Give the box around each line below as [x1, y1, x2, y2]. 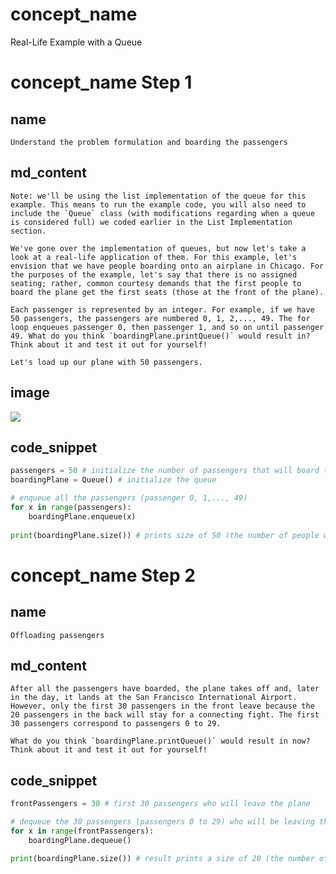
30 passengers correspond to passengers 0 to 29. [10, 719, 222, 729]
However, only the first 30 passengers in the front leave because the [10, 701, 315, 712]
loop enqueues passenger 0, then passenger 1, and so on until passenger [10, 322, 325, 332]
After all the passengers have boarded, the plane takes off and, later [10, 684, 320, 694]
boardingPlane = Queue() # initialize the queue [10, 475, 217, 485]
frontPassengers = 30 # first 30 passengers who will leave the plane [10, 799, 311, 809]
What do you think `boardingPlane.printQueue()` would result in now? [10, 736, 311, 747]
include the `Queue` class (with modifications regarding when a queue [10, 208, 315, 218]
